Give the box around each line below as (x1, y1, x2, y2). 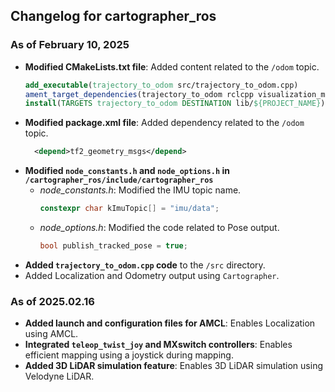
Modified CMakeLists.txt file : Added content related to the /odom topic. (24, 60, 320, 73)
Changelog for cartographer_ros (10, 8, 217, 25)
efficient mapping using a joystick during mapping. (24, 349, 234, 361)
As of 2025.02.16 (10, 294, 95, 308)
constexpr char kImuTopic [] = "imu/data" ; (39, 204, 220, 214)
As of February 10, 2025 (10, 38, 130, 52)
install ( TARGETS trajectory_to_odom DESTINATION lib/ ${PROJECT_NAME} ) (24, 99, 326, 109)
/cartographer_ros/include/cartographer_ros (24, 175, 214, 186)
